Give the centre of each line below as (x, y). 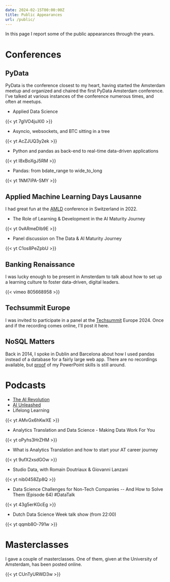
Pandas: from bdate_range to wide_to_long (57, 171)
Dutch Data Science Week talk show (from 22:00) (64, 514)
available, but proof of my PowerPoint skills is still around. (65, 365)
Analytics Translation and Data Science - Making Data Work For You (84, 430)
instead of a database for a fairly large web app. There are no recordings (81, 359)
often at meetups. (24, 102)
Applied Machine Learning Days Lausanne (74, 197)
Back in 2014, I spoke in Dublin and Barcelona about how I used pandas (80, 354)
